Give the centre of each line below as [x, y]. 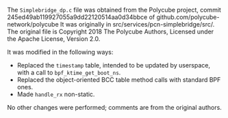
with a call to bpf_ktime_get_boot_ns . [69, 72]
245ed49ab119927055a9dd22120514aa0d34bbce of [81, 17]
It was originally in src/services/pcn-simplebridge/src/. [138, 24]
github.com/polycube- [188, 17]
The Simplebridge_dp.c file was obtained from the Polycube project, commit [114, 10]
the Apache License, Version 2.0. [54, 39]
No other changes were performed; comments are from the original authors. [115, 107]
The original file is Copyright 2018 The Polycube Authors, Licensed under [111, 31]
